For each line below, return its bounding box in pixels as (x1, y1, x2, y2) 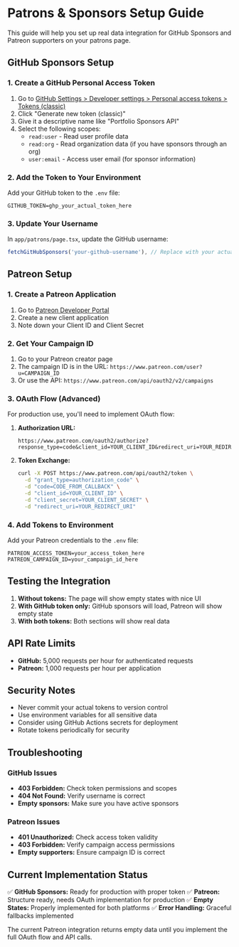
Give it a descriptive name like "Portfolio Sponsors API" (17, 117, 180, 125)
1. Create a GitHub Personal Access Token (7, 78, 155, 88)
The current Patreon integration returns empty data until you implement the (7, 926, 228, 934)
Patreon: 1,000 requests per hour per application (17, 663, 161, 673)
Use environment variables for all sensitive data (17, 711, 158, 719)
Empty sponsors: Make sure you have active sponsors (17, 799, 179, 808)
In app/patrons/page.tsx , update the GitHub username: (7, 235, 169, 243)
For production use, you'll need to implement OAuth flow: (7, 410, 175, 419)
